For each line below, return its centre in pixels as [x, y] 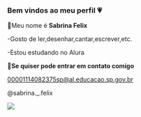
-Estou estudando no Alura [46, 53]
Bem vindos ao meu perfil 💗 [55, 10]
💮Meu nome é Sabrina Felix [47, 26]
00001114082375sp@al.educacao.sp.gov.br [70, 79]
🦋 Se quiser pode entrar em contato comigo [71, 66]
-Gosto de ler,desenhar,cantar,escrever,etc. [70, 39]
